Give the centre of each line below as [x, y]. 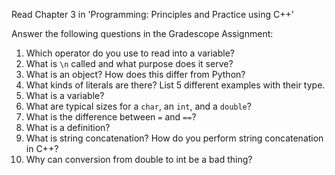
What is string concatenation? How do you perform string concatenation [174, 138]
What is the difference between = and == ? [111, 117]
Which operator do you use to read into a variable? [130, 53]
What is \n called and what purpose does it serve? [129, 63]
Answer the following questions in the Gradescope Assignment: [142, 33]
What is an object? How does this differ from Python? [135, 74]
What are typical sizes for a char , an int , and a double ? [138, 106]
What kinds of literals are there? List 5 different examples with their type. [175, 85]
